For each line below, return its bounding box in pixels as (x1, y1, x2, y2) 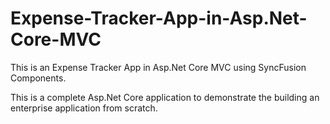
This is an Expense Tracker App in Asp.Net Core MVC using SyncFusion (10, 61, 307, 73)
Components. (10, 72, 67, 84)
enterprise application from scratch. (10, 102, 158, 114)
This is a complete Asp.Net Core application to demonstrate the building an (10, 91, 320, 103)
